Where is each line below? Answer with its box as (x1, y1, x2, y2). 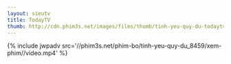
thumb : (7, 23, 26, 30)
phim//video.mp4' (7, 49, 58, 57)
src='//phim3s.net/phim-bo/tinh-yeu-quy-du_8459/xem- (61, 42, 222, 50)
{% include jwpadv (7, 42, 60, 50)
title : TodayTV (7, 17, 51, 23)
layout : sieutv (7, 10, 51, 17)
